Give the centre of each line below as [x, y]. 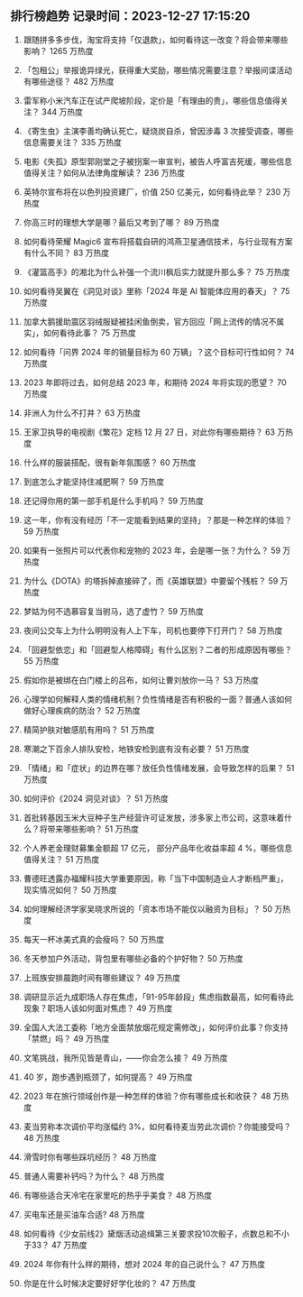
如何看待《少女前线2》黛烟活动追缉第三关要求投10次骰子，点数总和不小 [156, 1233]
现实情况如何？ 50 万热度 [70, 889]
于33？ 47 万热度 [55, 1245]
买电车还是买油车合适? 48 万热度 [84, 1214]
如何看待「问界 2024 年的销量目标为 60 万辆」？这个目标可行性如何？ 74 [159, 352]
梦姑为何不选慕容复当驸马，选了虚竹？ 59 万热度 [113, 611]
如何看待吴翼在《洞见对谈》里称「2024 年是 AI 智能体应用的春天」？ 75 [156, 290]
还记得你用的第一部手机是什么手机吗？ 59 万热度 [113, 501]
